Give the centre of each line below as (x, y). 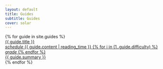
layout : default (21, 9)
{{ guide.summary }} (25, 57)
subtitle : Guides (23, 18)
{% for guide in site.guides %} (35, 37)
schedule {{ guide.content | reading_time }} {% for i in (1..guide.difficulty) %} (81, 47)
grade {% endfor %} (25, 52)
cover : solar (18, 23)
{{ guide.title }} (20, 42)
